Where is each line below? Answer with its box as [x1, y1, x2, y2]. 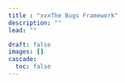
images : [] [8, 48, 44, 56]
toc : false [15, 62, 51, 71]
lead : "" [8, 26, 37, 34]
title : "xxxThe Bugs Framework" [8, 11, 119, 20]
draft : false [8, 40, 51, 48]
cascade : [8, 55, 37, 63]
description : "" [8, 19, 62, 27]
